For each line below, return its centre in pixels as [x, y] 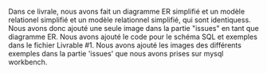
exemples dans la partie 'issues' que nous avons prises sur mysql [116, 54]
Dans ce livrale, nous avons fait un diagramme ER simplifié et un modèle [127, 12]
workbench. [28, 62]
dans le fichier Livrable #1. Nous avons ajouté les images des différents [125, 45]
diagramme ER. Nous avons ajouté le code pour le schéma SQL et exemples [133, 36]
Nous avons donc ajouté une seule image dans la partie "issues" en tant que [133, 28]
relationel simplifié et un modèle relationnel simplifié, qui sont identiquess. [130, 20]
